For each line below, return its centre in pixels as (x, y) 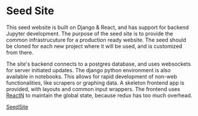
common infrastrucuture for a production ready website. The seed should (96, 40)
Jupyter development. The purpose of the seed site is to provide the (90, 33)
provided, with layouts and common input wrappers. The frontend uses (93, 89)
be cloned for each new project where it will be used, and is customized (94, 46)
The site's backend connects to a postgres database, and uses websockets (99, 64)
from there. (20, 52)
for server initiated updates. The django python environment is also (89, 70)
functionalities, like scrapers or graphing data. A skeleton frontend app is (95, 83)
